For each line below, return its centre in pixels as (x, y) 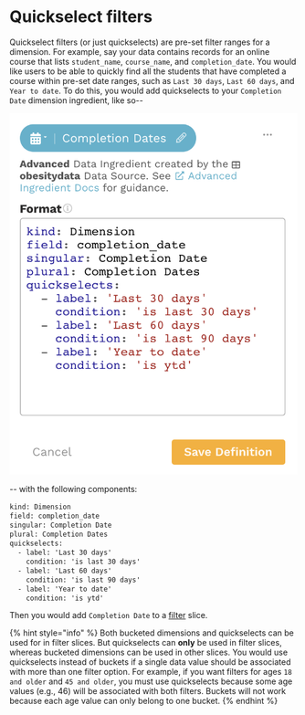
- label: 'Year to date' (65, 589)
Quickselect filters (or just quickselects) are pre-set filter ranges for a (140, 42)
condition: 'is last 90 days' (84, 580)
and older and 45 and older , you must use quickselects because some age (151, 681)
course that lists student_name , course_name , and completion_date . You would (153, 61)
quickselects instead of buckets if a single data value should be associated (150, 662)
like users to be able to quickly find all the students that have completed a (148, 71)
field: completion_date (55, 516)
